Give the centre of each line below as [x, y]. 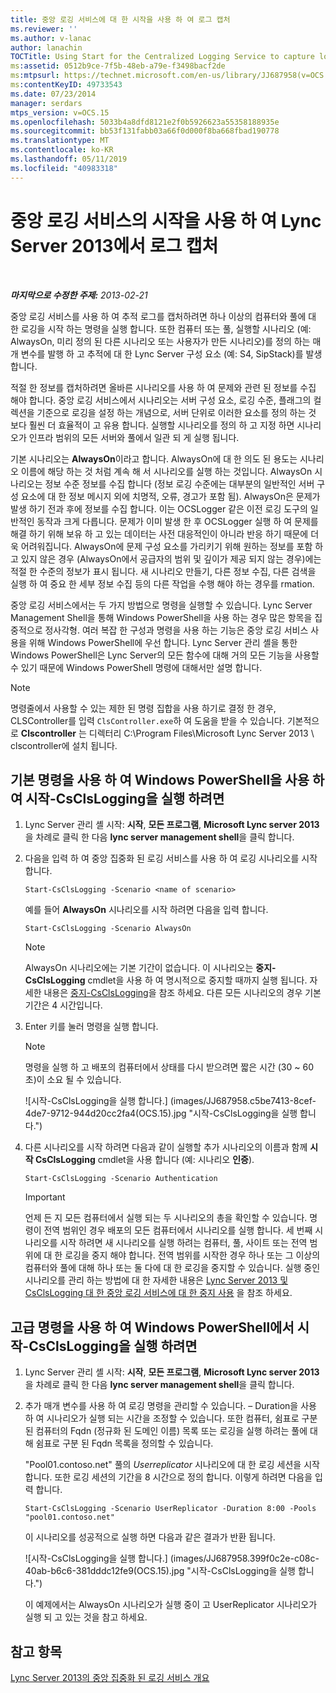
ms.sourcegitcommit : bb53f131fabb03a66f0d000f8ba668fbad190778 [145, 131]
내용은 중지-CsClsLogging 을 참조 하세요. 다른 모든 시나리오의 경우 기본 [182, 993]
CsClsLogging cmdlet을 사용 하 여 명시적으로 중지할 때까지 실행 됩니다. [166, 980]
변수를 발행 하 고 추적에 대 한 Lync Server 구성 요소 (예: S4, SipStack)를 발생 [171, 353]
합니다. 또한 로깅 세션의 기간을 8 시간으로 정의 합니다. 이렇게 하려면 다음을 [168, 1477]
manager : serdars [46, 103]
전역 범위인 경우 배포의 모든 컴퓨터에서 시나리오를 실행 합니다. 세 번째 [178, 1230]
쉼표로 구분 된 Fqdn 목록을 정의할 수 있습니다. [124, 1443]
